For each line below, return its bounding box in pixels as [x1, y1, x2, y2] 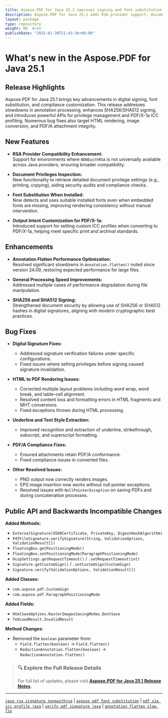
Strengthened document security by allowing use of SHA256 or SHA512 [12, 302, 161, 308]
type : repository [5, 21, 41, 27]
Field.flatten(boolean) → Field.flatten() [19, 641, 110, 647]
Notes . [17, 683, 32, 689]
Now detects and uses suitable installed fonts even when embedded [12, 197, 153, 203]
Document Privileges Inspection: [12, 171, 82, 177]
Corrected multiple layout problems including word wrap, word [19, 386, 149, 392]
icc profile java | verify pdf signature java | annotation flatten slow [5, 703, 156, 709]
